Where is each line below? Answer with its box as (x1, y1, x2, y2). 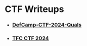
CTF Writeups (5, 3, 64, 15)
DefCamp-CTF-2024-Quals (12, 21, 82, 28)
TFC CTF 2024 (12, 35, 49, 42)
